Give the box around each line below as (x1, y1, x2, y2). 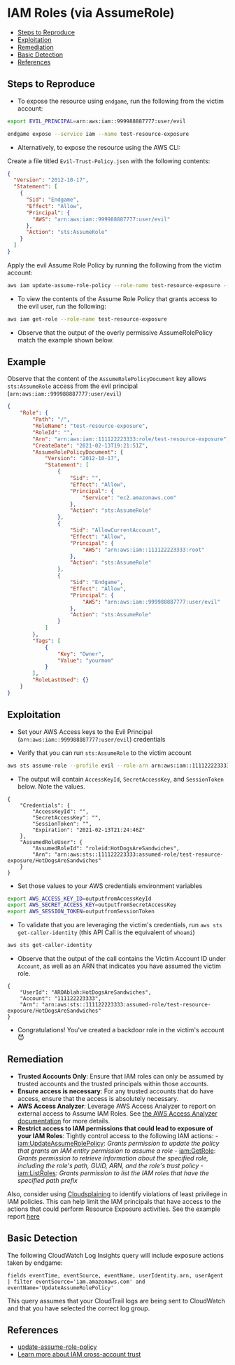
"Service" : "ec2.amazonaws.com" (82, 494, 177, 501)
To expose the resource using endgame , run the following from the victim (17, 97, 225, 105)
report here (7, 1212, 40, 1220)
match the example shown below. (17, 335, 114, 344)
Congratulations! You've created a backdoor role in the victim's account (17, 1026, 225, 1034)
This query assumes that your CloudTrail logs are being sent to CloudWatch (7, 1296, 225, 1305)
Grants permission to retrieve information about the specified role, (17, 1153, 208, 1162)
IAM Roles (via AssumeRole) (7, 5, 175, 21)
